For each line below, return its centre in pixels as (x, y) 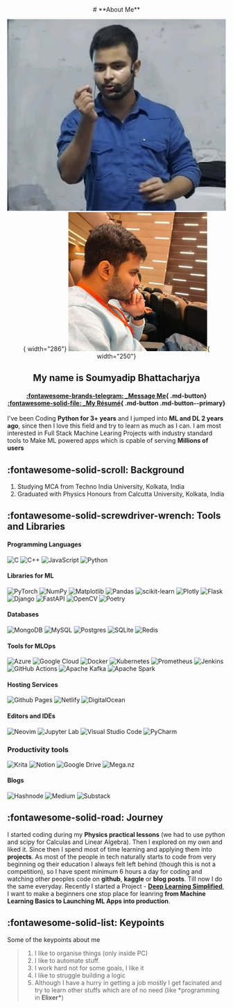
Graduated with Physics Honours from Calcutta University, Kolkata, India (121, 494)
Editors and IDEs (31, 716)
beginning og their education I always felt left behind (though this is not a (112, 864)
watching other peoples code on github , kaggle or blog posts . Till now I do (115, 879)
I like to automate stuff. (67, 960)
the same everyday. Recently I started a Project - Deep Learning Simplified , (116, 886)
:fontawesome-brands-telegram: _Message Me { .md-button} (116, 396)
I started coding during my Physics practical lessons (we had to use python (116, 834)
